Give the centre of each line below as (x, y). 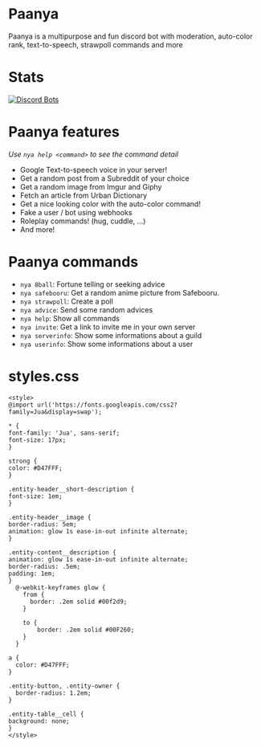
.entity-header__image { (50, 517)
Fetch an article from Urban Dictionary (84, 195)
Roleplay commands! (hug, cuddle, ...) (83, 221)
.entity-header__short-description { (71, 489)
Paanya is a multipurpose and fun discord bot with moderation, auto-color (130, 36)
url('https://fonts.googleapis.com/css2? (108, 405)
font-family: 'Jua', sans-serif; (64, 433)
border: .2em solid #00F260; (86, 630)
